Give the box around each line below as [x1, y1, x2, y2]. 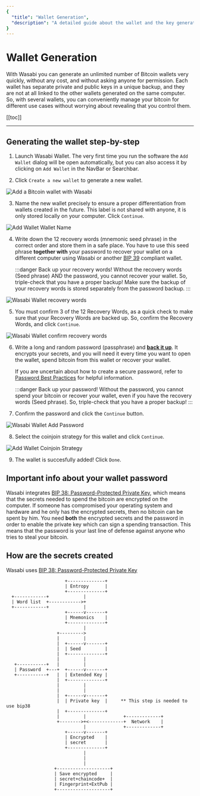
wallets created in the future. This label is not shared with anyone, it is [14, 206, 186, 213]
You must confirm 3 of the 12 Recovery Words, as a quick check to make [14, 308, 193, 315]
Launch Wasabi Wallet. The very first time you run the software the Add [14, 152, 189, 160]
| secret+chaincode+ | [54, 776, 113, 782]
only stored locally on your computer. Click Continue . [14, 213, 145, 219]
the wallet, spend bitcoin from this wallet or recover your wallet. [14, 357, 171, 363]
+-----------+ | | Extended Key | [14, 672, 108, 678]
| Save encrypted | [54, 770, 113, 777]
